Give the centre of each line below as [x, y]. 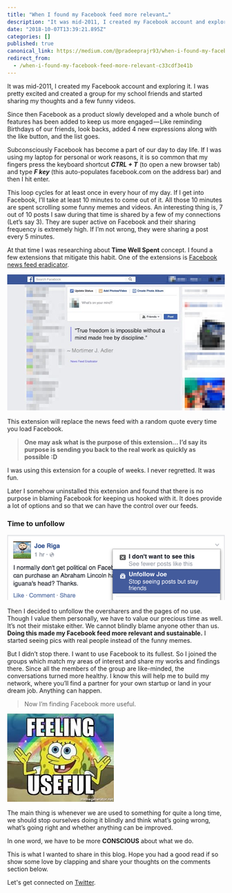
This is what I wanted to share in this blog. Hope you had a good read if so [113, 854]
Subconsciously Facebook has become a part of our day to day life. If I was [115, 149]
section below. [28, 869]
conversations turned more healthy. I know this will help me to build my [108, 676]
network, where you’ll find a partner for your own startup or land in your [109, 684]
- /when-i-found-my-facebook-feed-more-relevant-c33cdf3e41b [103, 66]
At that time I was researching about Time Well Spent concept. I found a [110, 250]
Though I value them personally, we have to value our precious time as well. [115, 619]
